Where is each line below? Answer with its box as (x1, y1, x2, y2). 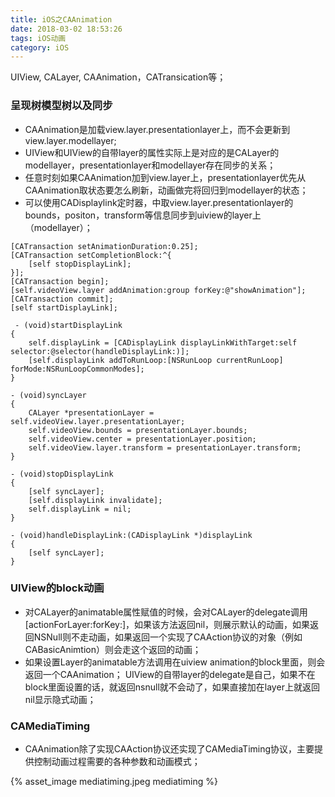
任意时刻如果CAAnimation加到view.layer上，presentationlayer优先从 (24, 171, 307, 183)
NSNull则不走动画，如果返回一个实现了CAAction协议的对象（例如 (33, 631, 303, 643)
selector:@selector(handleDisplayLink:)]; (10, 346, 190, 356)
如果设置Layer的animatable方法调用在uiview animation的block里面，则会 (24, 656, 326, 668)
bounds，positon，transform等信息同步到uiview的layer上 (24, 209, 262, 221)
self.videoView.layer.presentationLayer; (10, 416, 186, 426)
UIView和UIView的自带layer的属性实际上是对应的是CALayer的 (24, 146, 280, 158)
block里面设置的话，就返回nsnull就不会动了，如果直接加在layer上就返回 (24, 681, 320, 693)
